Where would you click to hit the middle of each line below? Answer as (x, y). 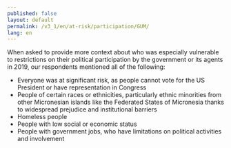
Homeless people (42, 117)
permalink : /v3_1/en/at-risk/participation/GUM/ (78, 26)
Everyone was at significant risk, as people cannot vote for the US (111, 81)
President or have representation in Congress (82, 87)
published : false (32, 13)
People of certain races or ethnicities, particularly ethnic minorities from (119, 95)
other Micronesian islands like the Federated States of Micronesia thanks (120, 102)
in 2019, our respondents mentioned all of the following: (86, 67)
